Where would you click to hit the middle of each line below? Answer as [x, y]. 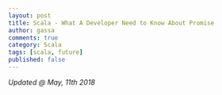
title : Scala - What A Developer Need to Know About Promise [111, 23]
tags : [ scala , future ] [46, 52]
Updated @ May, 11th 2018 [52, 82]
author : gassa [32, 30]
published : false [37, 60]
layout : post [30, 15]
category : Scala [35, 45]
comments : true [33, 38]
